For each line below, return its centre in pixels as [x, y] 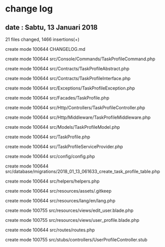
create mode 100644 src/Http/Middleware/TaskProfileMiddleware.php [78, 117]
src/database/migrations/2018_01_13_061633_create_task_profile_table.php [82, 171]
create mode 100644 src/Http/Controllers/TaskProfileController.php [75, 108]
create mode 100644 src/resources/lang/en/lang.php [60, 201]
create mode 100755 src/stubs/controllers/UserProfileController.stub [76, 240]
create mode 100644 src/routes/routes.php [50, 230]
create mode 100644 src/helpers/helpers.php [52, 181]
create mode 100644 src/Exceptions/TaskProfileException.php [70, 88]
